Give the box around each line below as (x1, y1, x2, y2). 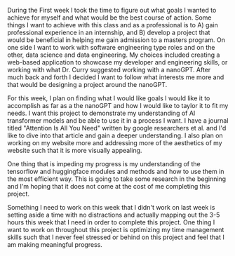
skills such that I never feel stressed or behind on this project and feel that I (7, 233, 224, 241)
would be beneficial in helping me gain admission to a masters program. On (7, 36, 226, 44)
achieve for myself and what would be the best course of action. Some (7, 13, 212, 22)
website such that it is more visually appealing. (7, 147, 142, 154)
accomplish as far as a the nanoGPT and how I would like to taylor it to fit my (7, 102, 229, 109)
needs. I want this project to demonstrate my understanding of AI (7, 109, 196, 117)
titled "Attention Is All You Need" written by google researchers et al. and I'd (7, 124, 227, 132)
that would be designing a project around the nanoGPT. (7, 81, 168, 88)
